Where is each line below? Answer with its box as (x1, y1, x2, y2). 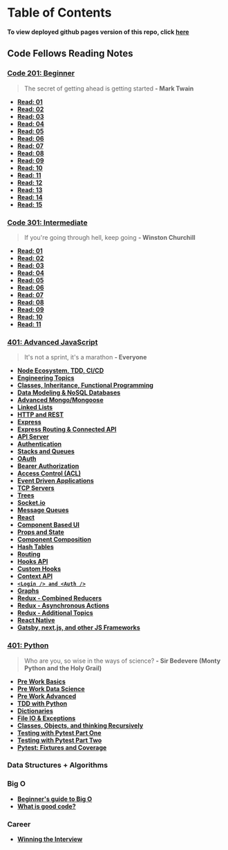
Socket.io (17, 499, 46, 507)
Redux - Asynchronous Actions (17, 601, 109, 610)
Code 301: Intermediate (7, 218, 88, 227)
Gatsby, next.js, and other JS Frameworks (17, 623, 140, 632)
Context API (17, 572, 53, 580)
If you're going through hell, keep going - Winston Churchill (23, 233, 196, 241)
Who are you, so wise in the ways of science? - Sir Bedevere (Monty (23, 657, 221, 665)
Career (7, 819, 31, 829)
